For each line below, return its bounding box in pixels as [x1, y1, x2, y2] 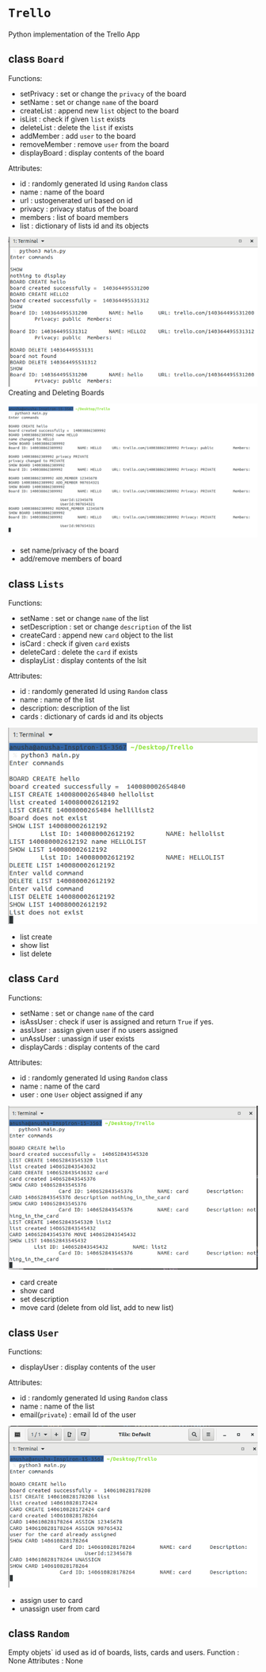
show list [19, 940, 49, 950]
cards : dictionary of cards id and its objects [19, 711, 164, 721]
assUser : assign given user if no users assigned [19, 1025, 178, 1034]
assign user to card [19, 1595, 83, 1605]
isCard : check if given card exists [19, 638, 131, 648]
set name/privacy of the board [19, 545, 120, 555]
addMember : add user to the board [19, 131, 136, 141]
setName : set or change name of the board [19, 97, 159, 106]
